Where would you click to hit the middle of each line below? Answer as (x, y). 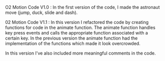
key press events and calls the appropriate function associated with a (77, 33)
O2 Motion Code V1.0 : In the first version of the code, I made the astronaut (82, 7)
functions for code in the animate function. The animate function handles (80, 27)
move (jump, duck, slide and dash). (41, 12)
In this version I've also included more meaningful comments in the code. (80, 53)
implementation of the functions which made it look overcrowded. (73, 43)
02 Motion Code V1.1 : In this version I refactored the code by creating (77, 22)
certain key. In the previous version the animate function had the (71, 38)
